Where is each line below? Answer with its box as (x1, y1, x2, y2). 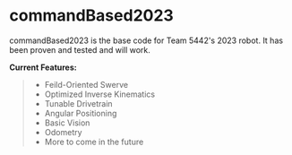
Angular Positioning (44, 108, 117, 118)
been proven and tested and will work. (9, 44, 150, 55)
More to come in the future (44, 136, 144, 147)
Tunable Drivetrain (44, 98, 114, 108)
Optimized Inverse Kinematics (44, 89, 155, 99)
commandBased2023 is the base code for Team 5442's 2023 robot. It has (9, 35, 284, 46)
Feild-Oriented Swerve (44, 79, 128, 90)
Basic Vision (44, 117, 90, 128)
